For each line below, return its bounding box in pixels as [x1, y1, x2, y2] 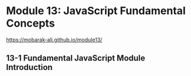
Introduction [6, 62, 53, 72]
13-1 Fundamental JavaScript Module [6, 53, 146, 63]
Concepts [6, 16, 55, 30]
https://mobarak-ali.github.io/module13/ [6, 36, 103, 43]
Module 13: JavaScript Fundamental [6, 4, 186, 18]
